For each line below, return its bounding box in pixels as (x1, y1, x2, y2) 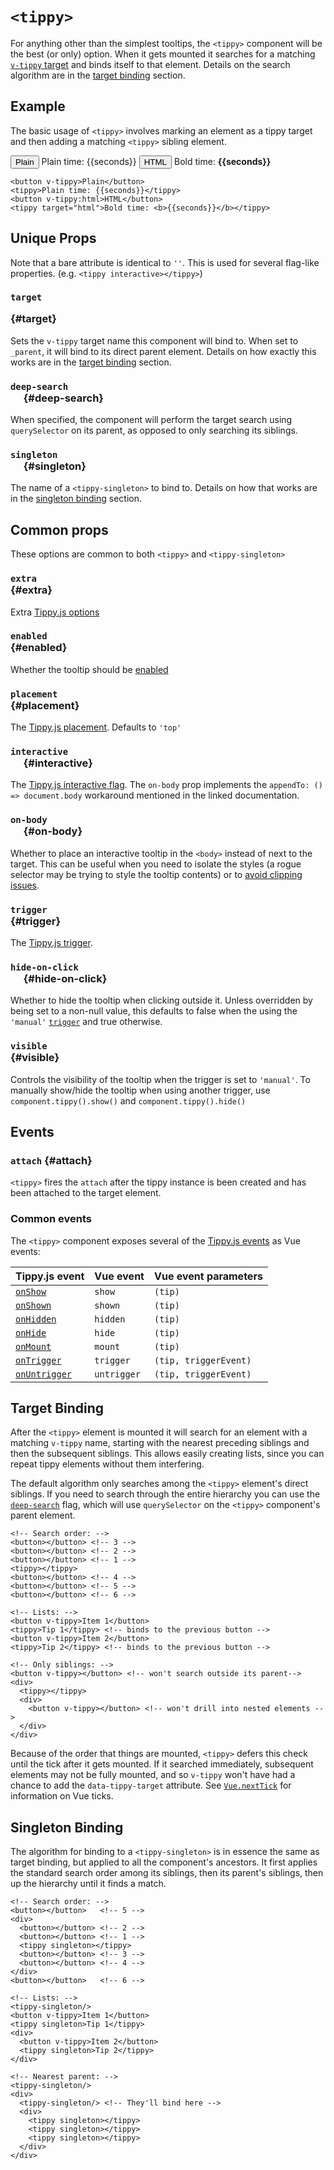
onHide (15, 1327, 47, 1338)
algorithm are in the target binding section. (10, 69, 186, 81)
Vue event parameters (153, 1269, 263, 1283)
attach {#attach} (10, 1153, 93, 1167)
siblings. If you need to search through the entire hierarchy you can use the (10, 1488, 321, 1500)
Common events (10, 1212, 93, 1226)
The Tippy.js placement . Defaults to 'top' (10, 721, 182, 733)
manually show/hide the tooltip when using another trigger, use (10, 1084, 271, 1096)
